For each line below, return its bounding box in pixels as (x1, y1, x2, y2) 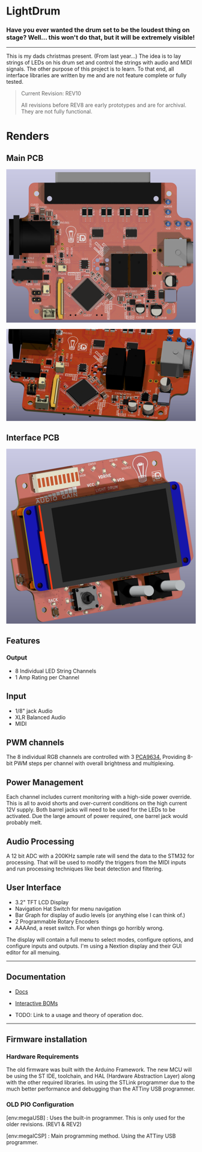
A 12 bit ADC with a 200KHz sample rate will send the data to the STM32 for (6, 852, 195, 860)
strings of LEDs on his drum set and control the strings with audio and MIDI (6, 59, 192, 66)
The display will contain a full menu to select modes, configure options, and (6, 936, 194, 943)
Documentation (6, 972, 66, 982)
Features (6, 635, 40, 646)
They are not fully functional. (20, 108, 93, 115)
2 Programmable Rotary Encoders (14, 918, 99, 925)
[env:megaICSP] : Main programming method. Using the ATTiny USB (6, 1132, 176, 1139)
